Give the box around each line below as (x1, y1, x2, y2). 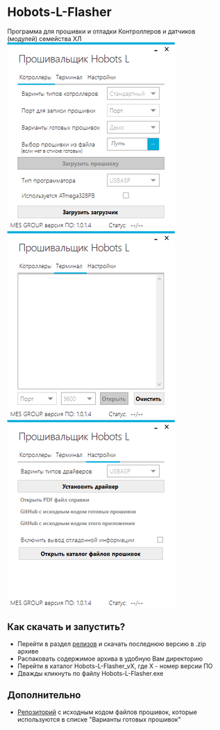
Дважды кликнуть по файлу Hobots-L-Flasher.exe (17, 669, 164, 677)
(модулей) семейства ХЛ (7, 34, 82, 42)
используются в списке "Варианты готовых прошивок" (17, 715, 182, 723)
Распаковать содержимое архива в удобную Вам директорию (17, 654, 203, 663)
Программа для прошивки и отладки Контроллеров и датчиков (7, 27, 196, 35)
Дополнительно (7, 689, 81, 702)
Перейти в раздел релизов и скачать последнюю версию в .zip (17, 640, 206, 648)
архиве (17, 647, 39, 655)
